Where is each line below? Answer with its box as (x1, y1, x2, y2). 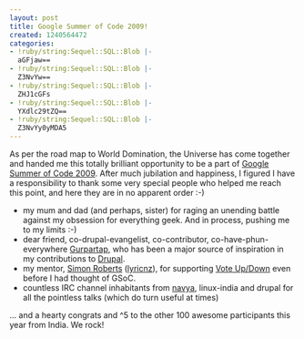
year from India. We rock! (9, 320, 105, 330)
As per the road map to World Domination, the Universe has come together (9, 149, 290, 159)
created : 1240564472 (9, 30, 88, 39)
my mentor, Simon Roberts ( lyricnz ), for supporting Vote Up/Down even (22, 263, 291, 273)
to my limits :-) (22, 224, 77, 235)
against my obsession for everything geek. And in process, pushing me (22, 215, 290, 225)
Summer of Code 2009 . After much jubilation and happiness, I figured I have (9, 168, 296, 179)
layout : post (9, 13, 59, 23)
